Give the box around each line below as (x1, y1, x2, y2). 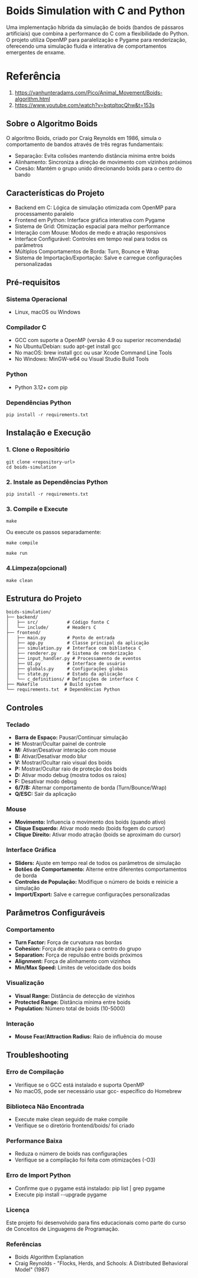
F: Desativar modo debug (14, 778, 77, 785)
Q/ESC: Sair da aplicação (14, 791, 77, 798)
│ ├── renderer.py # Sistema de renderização (6, 651, 134, 656)
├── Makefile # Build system (6, 681, 102, 688)
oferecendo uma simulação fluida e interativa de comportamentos (6, 43, 167, 50)
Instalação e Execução (6, 428, 91, 438)
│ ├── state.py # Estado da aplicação (6, 671, 123, 677)
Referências (6, 1240, 42, 1248)
